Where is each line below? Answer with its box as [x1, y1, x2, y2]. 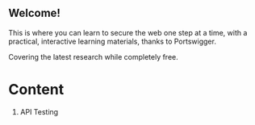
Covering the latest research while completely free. [8, 52, 179, 61]
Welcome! [8, 6, 61, 20]
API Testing [19, 106, 59, 116]
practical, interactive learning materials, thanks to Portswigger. [8, 36, 216, 46]
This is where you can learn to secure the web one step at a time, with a [8, 27, 248, 37]
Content [8, 81, 65, 98]
